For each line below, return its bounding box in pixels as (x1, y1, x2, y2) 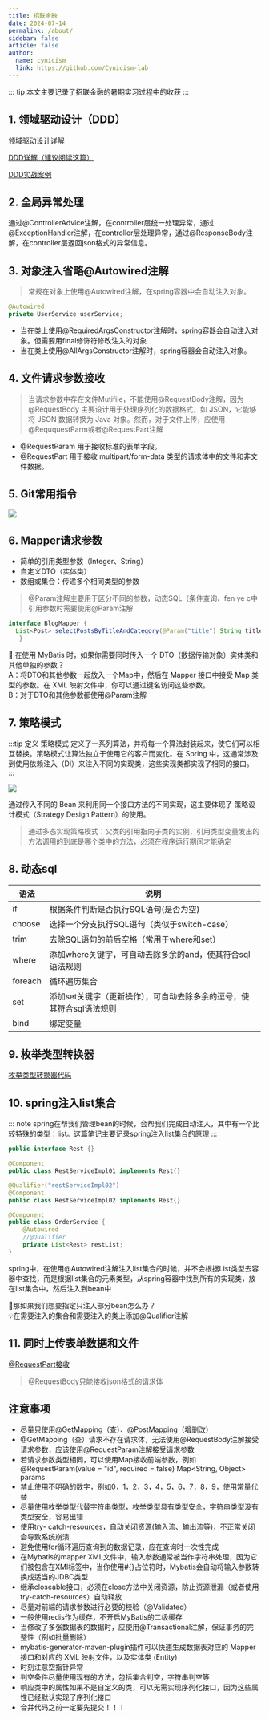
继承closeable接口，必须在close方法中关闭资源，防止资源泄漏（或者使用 (19, 1582, 259, 1592)
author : (8, 49, 34, 57)
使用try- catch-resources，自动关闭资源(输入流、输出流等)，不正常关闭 (19, 1522, 255, 1532)
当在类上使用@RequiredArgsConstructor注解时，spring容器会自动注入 (19, 326, 252, 335)
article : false (8, 42, 59, 50)
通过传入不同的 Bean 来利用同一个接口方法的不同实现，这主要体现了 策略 (8, 799, 249, 809)
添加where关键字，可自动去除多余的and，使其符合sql (49, 948, 251, 959)
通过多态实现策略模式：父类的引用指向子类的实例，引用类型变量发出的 (27, 826, 260, 836)
